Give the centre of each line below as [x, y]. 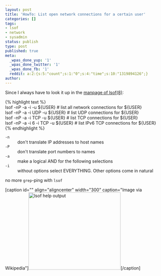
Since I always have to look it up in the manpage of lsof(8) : [64, 92]
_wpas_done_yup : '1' [30, 60]
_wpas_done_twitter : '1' [35, 65]
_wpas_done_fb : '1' [29, 69]
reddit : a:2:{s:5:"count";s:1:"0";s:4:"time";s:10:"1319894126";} [79, 74]
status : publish [22, 42]
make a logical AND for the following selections [65, 161]
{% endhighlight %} [25, 128]
